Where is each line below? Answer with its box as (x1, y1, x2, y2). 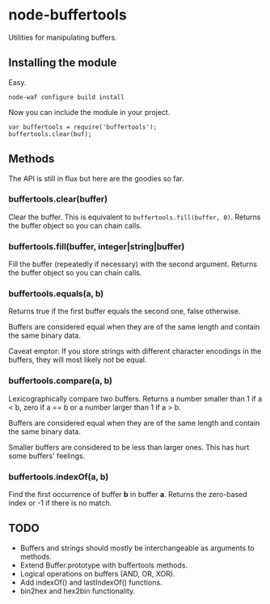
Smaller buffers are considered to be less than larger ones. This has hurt (8, 442, 250, 452)
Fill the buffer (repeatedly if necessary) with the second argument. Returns (8, 259, 257, 269)
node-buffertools (8, 6, 127, 24)
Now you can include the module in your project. (8, 107, 171, 117)
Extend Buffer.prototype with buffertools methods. (19, 560, 188, 570)
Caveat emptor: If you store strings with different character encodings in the (8, 347, 262, 356)
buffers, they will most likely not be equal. (8, 355, 147, 365)
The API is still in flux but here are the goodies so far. (8, 173, 184, 183)
